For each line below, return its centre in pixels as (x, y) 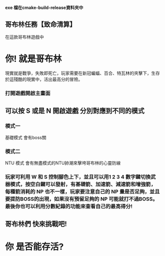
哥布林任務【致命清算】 (41, 24)
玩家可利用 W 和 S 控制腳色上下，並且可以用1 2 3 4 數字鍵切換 (78, 177)
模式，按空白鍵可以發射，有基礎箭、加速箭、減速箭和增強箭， (83, 184)
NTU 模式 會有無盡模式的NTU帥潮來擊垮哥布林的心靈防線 (63, 163)
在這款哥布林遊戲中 (25, 37)
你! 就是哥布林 (34, 59)
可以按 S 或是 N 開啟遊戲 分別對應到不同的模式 (75, 111)
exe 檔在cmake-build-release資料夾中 (44, 7)
